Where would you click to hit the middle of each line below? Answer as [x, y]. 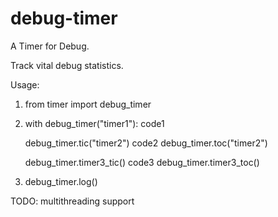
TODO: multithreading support [72, 201]
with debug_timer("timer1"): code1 [94, 123]
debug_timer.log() [61, 181]
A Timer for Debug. [50, 46]
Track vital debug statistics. [67, 65]
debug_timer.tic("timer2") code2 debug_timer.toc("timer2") [146, 143]
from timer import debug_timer [88, 104]
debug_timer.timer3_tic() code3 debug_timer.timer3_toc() [142, 162]
